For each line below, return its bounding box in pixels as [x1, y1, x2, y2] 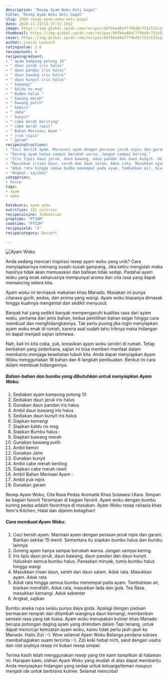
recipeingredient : [5, 54, 44, 59]
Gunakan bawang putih [12, 439, 61, 445]
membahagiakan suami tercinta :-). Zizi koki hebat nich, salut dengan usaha [5, 637, 161, 643]
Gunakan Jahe [12, 450, 43, 456]
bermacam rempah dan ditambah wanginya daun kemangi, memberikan [5, 610, 154, 616]
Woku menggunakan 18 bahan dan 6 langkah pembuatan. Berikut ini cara [5, 357, 156, 363]
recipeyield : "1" [5, 226, 42, 231]
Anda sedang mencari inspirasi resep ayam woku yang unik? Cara [5, 258, 142, 264]
